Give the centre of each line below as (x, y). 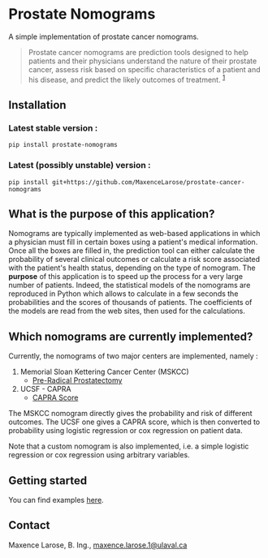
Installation (37, 105)
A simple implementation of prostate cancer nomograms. (104, 36)
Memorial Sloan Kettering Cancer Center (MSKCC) (104, 372)
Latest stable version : (53, 128)
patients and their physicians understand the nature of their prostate (143, 61)
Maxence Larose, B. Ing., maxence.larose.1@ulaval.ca (98, 545)
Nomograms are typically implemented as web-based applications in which (134, 234)
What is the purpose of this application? (112, 214)
